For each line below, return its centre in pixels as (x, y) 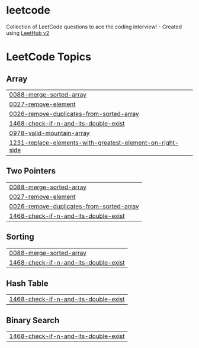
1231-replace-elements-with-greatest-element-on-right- (94, 143)
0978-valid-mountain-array (49, 133)
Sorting (20, 237)
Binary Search (33, 320)
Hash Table (27, 283)
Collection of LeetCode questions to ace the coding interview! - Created (94, 27)
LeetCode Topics (49, 57)
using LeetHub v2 (28, 33)
